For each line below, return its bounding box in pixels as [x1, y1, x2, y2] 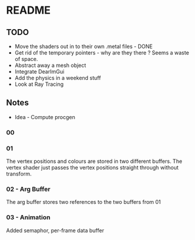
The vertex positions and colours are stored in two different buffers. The [6, 158, 183, 165]
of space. [14, 56, 39, 62]
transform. [6, 170, 32, 178]
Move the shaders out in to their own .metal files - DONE [14, 43, 153, 50]
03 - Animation [6, 213, 50, 222]
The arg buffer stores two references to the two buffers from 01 [6, 199, 161, 206]
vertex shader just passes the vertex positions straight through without [6, 164, 179, 171]
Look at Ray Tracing [14, 81, 64, 88]
